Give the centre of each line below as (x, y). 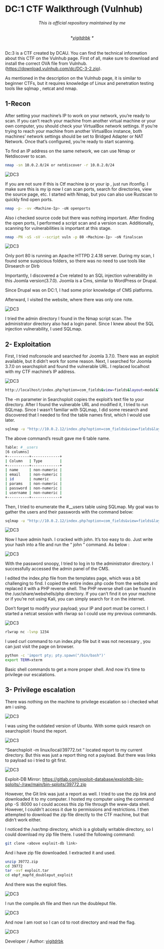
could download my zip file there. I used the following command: (70, 834)
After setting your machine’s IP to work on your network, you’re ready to (77, 115)
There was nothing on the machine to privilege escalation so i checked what (82, 701)
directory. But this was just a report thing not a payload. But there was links (81, 755)
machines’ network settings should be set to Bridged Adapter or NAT (74, 136)
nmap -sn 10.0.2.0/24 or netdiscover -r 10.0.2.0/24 (60, 165)
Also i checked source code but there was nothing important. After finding (80, 218)
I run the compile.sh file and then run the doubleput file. (61, 904)
